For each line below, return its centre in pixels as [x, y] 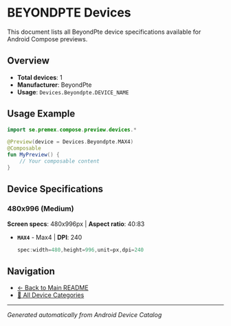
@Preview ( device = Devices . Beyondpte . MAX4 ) [70, 142]
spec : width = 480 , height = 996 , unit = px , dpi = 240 [80, 249]
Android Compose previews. [47, 39]
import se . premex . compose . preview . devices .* [72, 130]
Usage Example [41, 114]
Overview [29, 61]
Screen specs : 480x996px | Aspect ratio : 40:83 [76, 224]
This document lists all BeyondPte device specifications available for [104, 32]
